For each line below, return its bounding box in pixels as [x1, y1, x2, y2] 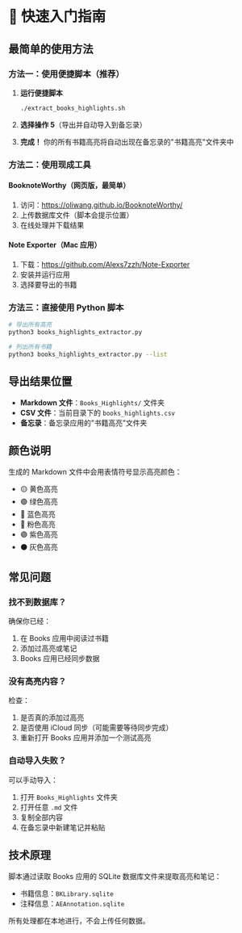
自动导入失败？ [8, 755, 67, 767]
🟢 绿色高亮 [19, 496, 58, 506]
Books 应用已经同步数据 [19, 654, 100, 663]
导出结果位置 [8, 374, 73, 388]
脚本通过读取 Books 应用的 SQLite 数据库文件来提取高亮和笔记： [8, 871, 222, 881]
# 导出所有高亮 [8, 320, 52, 329]
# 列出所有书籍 [8, 343, 52, 351]
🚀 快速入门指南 [8, 7, 106, 26]
